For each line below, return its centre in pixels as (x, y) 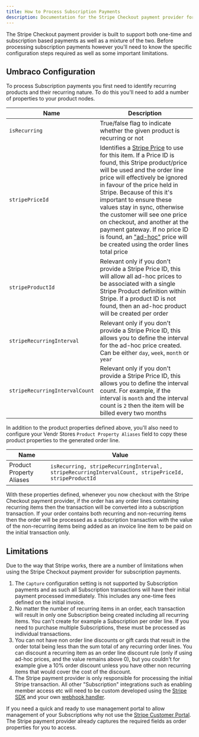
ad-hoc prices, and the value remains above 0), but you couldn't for (97, 659)
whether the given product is (140, 131)
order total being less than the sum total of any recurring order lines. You (103, 647)
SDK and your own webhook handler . (60, 697)
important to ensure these (136, 200)
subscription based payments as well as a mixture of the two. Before (90, 40)
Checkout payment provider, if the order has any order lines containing (92, 501)
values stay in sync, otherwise (142, 207)
